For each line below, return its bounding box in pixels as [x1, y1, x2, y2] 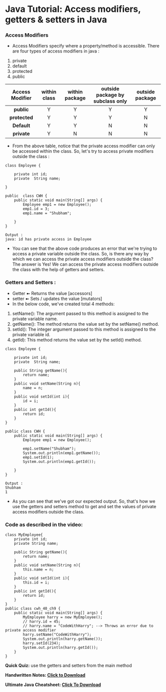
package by [96, 92, 124, 99]
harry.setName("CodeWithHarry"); [23, 632, 92, 637]
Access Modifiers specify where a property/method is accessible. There [12, 43, 160, 49]
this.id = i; [23, 580, 50, 585]
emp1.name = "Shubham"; [23, 211, 72, 216]
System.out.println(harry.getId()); [23, 645, 98, 650]
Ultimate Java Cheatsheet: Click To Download [5, 682, 101, 688]
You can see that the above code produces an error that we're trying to [12, 245, 157, 251]
